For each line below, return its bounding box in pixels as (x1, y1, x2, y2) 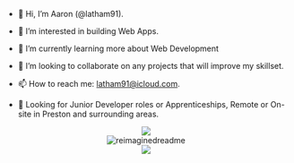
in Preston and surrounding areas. (33, 108, 160, 119)
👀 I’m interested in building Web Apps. (17, 26, 160, 36)
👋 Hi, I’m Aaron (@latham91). (17, 9, 124, 19)
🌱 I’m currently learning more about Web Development (17, 43, 220, 54)
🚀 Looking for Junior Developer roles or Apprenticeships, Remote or (17, 99, 269, 109)
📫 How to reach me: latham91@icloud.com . (17, 79, 181, 89)
